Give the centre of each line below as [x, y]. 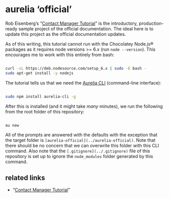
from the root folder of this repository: [45, 111]
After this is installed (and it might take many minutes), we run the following [84, 106]
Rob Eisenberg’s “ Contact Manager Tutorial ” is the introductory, [72, 23]
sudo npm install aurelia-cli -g [41, 96]
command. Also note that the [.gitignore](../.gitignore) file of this [78, 151]
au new [12, 125]
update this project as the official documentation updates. [66, 34]
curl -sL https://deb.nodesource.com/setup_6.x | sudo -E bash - [76, 68]
